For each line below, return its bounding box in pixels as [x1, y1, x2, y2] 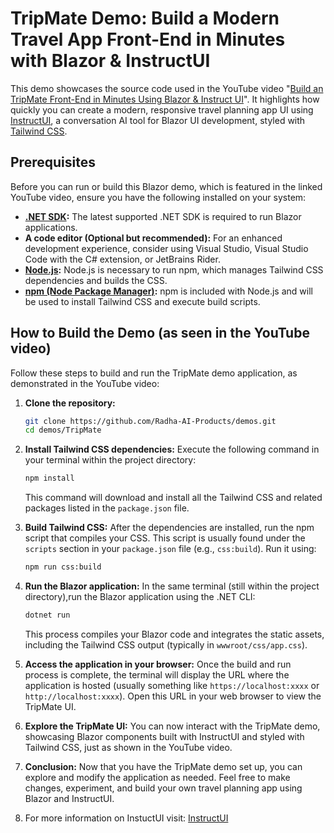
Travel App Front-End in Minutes [10, 28, 286, 51]
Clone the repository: [24, 397, 116, 409]
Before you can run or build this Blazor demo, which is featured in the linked [10, 180, 323, 192]
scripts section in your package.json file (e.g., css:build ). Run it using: [24, 543, 317, 555]
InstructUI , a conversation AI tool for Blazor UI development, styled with [10, 114, 306, 126]
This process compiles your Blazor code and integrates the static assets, [24, 628, 325, 640]
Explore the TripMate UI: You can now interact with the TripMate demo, [24, 720, 321, 732]
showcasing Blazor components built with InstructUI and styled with [24, 730, 305, 742]
